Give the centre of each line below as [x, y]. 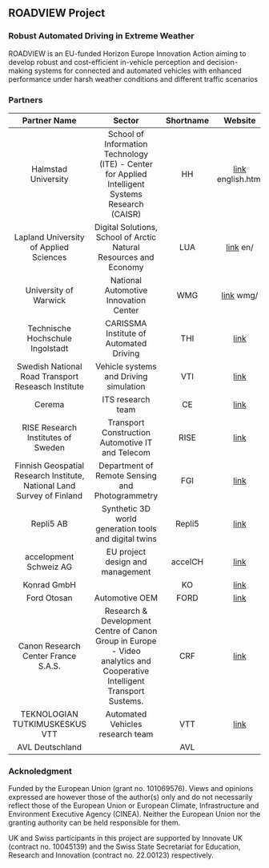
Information [126, 143]
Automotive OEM [126, 598]
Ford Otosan [49, 598]
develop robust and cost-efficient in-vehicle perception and [107, 62]
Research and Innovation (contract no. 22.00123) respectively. [111, 855]
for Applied [126, 174]
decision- [223, 62]
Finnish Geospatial [50, 466]
